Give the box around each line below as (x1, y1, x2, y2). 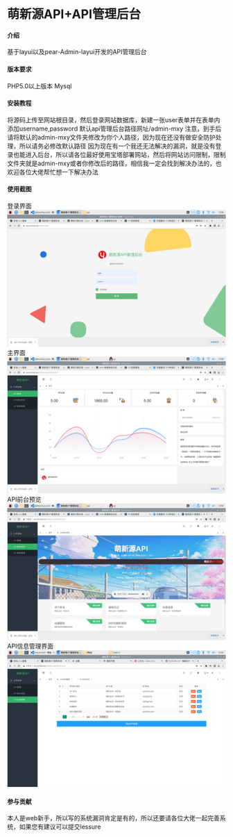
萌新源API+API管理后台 (7, 6, 141, 22)
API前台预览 (7, 495, 42, 504)
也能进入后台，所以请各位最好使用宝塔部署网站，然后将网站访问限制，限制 (12, 150, 226, 158)
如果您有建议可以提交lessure (19, 822, 101, 831)
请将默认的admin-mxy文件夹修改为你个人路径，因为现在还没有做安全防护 (7, 133, 216, 141)
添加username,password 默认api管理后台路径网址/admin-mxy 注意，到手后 (7, 124, 222, 133)
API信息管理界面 (7, 642, 54, 650)
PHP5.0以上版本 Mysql (7, 81, 72, 90)
